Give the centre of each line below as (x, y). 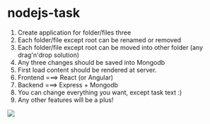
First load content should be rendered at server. (87, 70)
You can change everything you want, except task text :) (100, 92)
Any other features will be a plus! (65, 99)
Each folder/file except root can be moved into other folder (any (110, 47)
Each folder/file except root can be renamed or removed (99, 39)
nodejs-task (43, 13)
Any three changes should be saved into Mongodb (91, 62)
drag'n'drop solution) (48, 55)
